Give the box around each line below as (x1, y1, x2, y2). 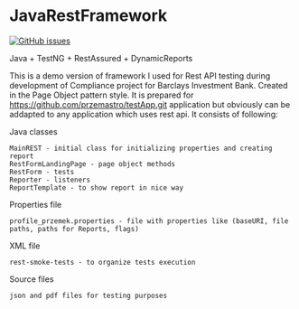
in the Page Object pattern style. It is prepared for (9, 89, 194, 100)
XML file (9, 240, 41, 251)
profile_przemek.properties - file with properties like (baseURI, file (9, 216, 289, 226)
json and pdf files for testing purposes (9, 291, 168, 300)
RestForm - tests (9, 167, 75, 176)
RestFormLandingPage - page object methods (9, 159, 176, 168)
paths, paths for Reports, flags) (9, 224, 140, 233)
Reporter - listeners (9, 175, 91, 184)
